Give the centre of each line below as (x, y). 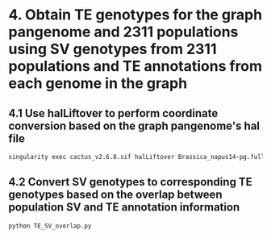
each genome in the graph (98, 84)
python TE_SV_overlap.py (50, 226)
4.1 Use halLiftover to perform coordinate (113, 113)
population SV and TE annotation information (124, 207)
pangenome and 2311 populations (123, 32)
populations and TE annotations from (135, 67)
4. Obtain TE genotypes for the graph (135, 15)
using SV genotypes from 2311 (113, 49)
